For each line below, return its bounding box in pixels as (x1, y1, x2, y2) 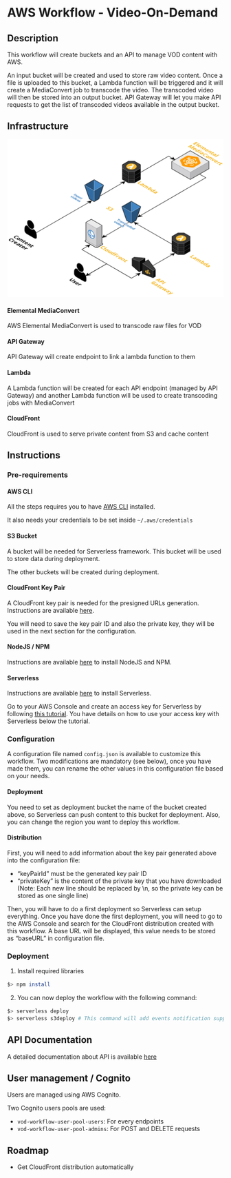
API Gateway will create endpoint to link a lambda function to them (7, 353, 196, 361)
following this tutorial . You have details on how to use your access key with (7, 710, 219, 718)
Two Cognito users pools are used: (7, 1104, 107, 1113)
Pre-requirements (7, 470, 69, 480)
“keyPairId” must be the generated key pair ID (16, 869, 147, 877)
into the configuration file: (7, 856, 80, 864)
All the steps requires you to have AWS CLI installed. (7, 502, 156, 511)
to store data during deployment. (7, 554, 100, 562)
